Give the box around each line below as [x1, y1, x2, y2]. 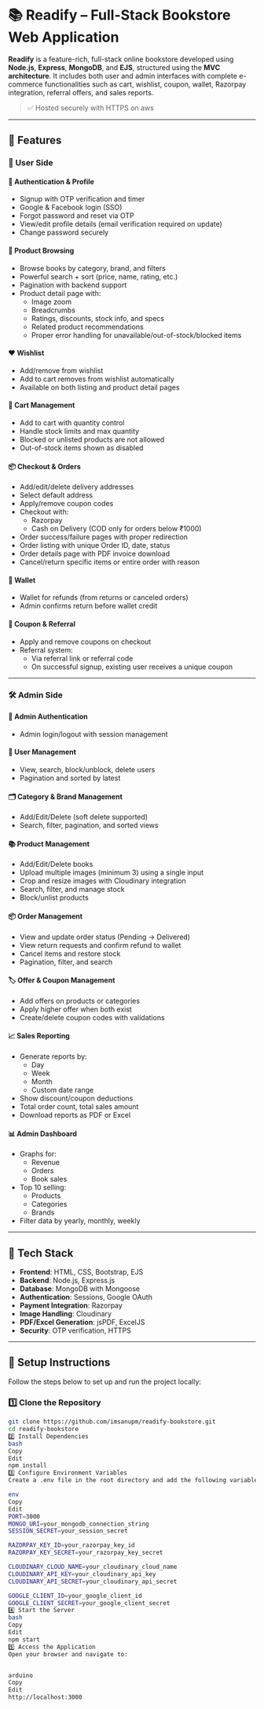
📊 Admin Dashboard [8, 1129, 77, 1138]
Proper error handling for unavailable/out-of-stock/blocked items [31, 330, 242, 339]
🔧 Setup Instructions [8, 1356, 111, 1370]
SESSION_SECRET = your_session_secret [8, 1527, 128, 1535]
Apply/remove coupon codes [19, 499, 114, 509]
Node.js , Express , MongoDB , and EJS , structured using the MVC [8, 62, 221, 72]
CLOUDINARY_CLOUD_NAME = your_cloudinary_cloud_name [8, 1563, 178, 1571]
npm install [8, 1462, 47, 1470]
